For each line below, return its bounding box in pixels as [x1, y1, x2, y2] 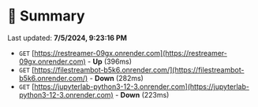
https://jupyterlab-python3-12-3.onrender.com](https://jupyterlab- [34, 82, 250, 91]
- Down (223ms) [114, 90, 170, 99]
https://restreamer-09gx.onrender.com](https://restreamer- [34, 48, 228, 57]
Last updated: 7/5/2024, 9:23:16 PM [7, 33, 128, 42]
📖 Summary [7, 7, 85, 25]
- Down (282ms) [89, 73, 144, 83]
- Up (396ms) [87, 57, 132, 66]
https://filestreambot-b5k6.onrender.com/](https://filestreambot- [34, 65, 245, 74]
